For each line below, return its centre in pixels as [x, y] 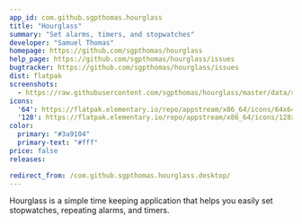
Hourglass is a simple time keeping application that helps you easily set [141, 201]
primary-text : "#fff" [58, 142]
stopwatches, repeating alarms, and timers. [89, 211]
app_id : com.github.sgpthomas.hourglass [86, 17]
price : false [34, 151]
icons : [22, 101]
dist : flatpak [36, 76]
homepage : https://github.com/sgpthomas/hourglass [106, 51]
